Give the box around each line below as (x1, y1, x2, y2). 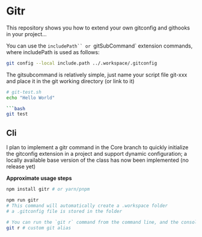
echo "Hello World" (6, 94, 55, 100)
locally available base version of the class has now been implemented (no (6, 156, 189, 164)
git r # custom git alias (6, 224, 71, 231)
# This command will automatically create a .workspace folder (6, 203, 168, 209)
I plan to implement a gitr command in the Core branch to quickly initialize (6, 144, 189, 151)
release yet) (6, 163, 36, 170)
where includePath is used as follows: (6, 48, 100, 55)
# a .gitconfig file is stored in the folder (6, 208, 122, 214)
